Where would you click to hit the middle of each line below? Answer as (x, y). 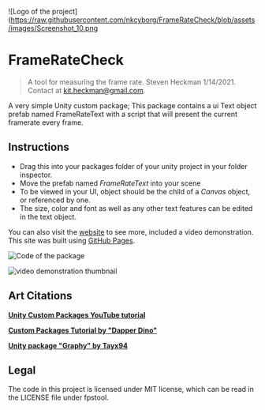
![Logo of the (29, 11)
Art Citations (40, 296)
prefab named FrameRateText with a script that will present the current (123, 114)
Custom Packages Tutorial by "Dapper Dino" (83, 330)
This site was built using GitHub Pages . (72, 240)
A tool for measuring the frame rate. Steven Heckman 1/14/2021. (132, 81)
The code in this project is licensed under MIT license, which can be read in (131, 389)
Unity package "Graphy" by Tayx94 (68, 345)
